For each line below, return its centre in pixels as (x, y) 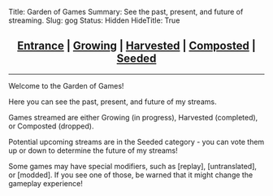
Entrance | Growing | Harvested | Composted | (136, 46)
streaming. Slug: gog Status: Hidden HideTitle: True (94, 20)
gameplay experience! (45, 183)
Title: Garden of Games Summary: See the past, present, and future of (126, 12)
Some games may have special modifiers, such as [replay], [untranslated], (133, 166)
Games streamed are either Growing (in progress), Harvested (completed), (133, 117)
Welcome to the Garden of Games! (66, 85)
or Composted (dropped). (51, 126)
